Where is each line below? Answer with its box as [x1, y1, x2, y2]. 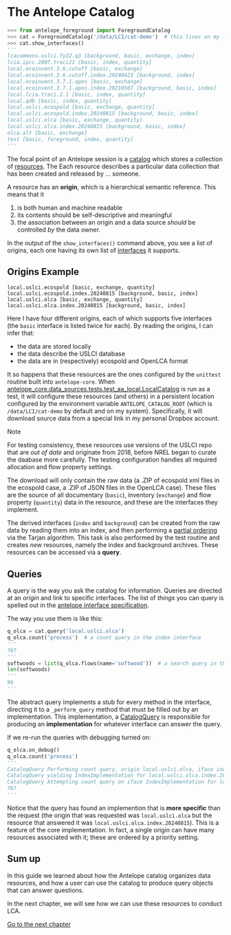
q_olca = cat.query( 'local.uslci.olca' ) [7, 628, 125, 635]
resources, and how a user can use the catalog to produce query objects [7, 879, 214, 887]
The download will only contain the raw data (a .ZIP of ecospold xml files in [7, 476, 220, 484]
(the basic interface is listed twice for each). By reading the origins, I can [7, 322, 213, 330]
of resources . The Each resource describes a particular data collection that [7, 162, 220, 170]
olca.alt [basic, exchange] [7, 129, 88, 136]
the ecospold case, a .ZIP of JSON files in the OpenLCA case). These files [7, 484, 217, 492]
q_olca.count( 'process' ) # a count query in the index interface [7, 635, 201, 641]
